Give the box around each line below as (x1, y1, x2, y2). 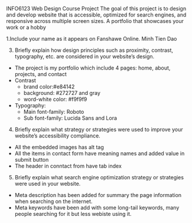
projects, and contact (14, 71, 67, 77)
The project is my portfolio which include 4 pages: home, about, (14, 64, 171, 71)
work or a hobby (6, 24, 46, 31)
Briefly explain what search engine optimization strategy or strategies (14, 174, 184, 181)
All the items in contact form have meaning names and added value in (14, 150, 185, 157)
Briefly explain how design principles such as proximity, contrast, (14, 47, 173, 54)
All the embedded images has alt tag (14, 144, 105, 150)
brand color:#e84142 (23, 83, 75, 90)
